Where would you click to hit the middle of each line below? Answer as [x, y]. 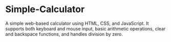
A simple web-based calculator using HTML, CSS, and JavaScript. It [77, 23]
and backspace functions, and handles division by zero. [64, 34]
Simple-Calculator [45, 9]
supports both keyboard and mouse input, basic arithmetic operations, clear [85, 28]
